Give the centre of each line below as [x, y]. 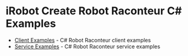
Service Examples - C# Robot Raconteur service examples [87, 46]
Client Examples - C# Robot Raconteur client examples [83, 40]
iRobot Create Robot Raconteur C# [94, 11]
